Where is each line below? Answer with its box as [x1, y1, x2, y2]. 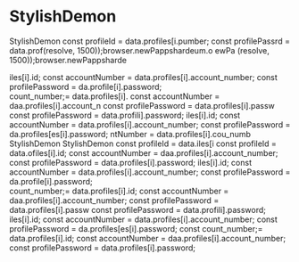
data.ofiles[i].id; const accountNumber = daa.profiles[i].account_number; [9, 147, 278, 158]
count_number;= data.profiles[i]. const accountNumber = [9, 91, 220, 102]
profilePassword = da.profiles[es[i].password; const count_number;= [9, 223, 263, 233]
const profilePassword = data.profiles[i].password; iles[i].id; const [9, 157, 253, 168]
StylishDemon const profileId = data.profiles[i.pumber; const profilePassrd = [9, 36, 290, 46]
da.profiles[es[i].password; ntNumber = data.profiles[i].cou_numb [9, 128, 252, 139]
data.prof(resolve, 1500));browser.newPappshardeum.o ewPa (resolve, [9, 45, 270, 55]
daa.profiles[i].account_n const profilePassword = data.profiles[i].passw [9, 100, 275, 111]
